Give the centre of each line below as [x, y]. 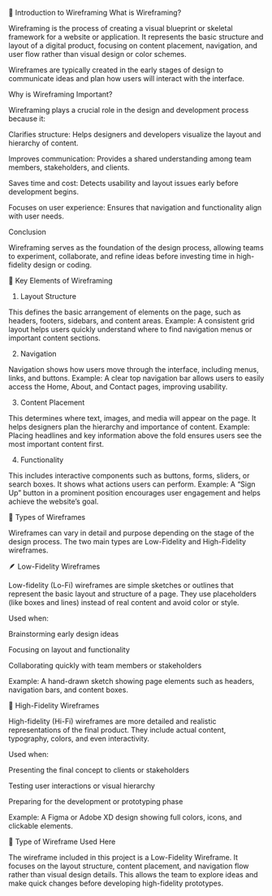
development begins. [44, 192]
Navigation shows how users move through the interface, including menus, [134, 369]
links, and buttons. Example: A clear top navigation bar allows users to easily [136, 378]
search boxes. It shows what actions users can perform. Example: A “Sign [132, 484]
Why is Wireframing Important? [60, 94]
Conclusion [28, 232]
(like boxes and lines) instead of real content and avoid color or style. [124, 602]
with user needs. [37, 216]
